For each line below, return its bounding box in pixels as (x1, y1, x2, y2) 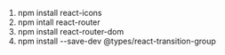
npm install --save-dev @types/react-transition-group (17, 35, 216, 46)
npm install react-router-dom (17, 27, 125, 36)
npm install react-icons (17, 8, 102, 18)
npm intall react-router (17, 17, 100, 27)
